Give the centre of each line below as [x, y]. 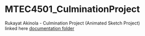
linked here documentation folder [40, 28]
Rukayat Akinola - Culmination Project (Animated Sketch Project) [72, 23]
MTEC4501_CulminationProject [72, 9]
